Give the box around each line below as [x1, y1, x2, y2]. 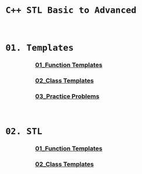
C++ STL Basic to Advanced [5, 5, 137, 16]
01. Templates [5, 43, 74, 54]
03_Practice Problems [35, 92, 100, 100]
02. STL [5, 126, 43, 137]
